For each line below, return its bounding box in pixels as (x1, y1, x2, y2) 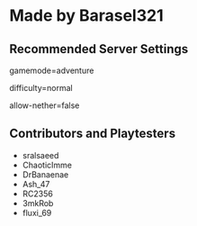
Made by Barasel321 (9, 5, 164, 26)
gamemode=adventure (9, 65, 94, 76)
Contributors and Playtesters (9, 126, 176, 141)
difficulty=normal (9, 83, 74, 93)
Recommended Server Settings (9, 41, 189, 57)
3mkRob (22, 197, 54, 208)
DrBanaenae (22, 168, 69, 180)
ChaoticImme (22, 159, 72, 170)
